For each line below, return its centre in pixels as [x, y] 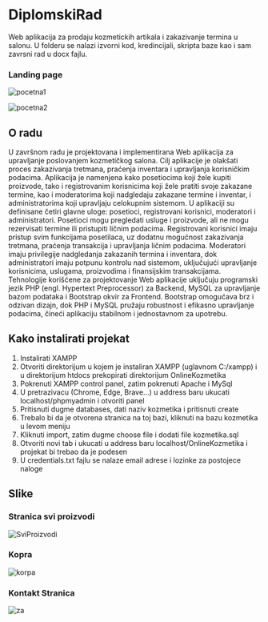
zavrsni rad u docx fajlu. [48, 54]
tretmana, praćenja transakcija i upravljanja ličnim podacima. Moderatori [127, 246]
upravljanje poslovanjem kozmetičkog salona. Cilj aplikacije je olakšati [123, 161]
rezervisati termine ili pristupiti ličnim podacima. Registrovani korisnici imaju [133, 229]
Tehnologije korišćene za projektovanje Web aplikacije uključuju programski [133, 280]
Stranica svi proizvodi [52, 516]
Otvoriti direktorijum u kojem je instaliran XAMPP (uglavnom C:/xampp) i [138, 367]
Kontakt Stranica [42, 592]
